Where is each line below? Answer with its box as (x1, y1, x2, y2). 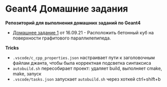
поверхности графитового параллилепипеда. (12, 35, 111, 41)
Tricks (5, 45, 19, 51)
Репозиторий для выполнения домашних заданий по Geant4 (5, 20, 141, 26)
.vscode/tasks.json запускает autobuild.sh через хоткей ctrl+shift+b (12, 76, 161, 82)
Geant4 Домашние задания (5, 3, 128, 15)
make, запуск (12, 70, 42, 76)
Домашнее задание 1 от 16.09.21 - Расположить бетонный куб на (12, 29, 154, 35)
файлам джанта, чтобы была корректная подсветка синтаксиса (12, 60, 151, 66)
